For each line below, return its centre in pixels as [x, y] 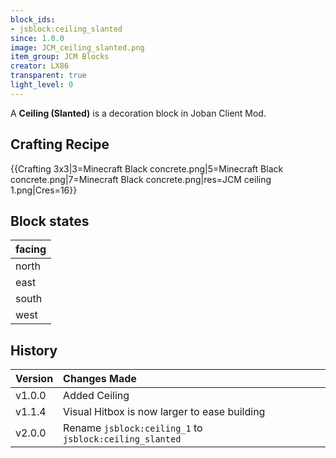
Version [34, 379]
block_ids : [33, 19]
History [34, 350]
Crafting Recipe [60, 144]
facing [31, 249]
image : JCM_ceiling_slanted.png [77, 47]
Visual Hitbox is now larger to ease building [164, 412]
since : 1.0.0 [37, 38]
